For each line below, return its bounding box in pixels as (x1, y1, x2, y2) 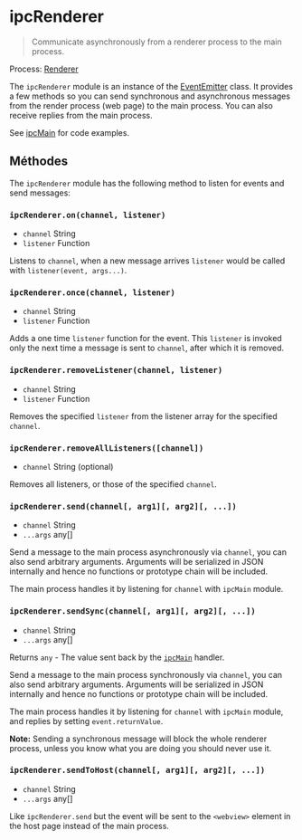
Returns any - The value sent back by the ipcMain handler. (9, 652, 225, 663)
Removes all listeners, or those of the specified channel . (9, 478, 217, 490)
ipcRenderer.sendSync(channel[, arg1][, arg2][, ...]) (9, 606, 256, 616)
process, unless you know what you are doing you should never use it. (9, 742, 272, 753)
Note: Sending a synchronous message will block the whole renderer (9, 733, 268, 744)
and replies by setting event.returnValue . (9, 715, 164, 726)
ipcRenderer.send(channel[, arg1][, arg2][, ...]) (9, 501, 237, 511)
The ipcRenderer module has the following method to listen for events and (9, 177, 285, 188)
